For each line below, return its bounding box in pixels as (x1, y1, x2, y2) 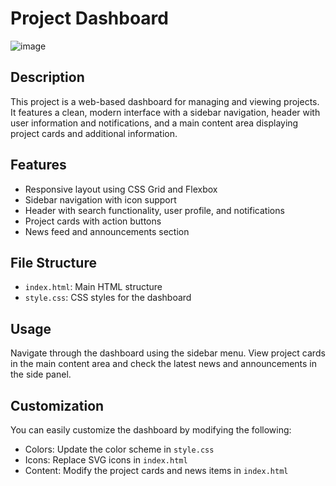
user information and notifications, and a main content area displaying (10, 117, 299, 129)
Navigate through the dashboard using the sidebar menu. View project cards (10, 347, 326, 359)
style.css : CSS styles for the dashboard (24, 292, 192, 304)
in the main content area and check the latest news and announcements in (10, 358, 318, 370)
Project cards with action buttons (24, 215, 162, 227)
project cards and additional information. (10, 127, 178, 139)
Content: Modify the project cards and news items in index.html (24, 465, 289, 476)
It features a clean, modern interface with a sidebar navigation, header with (10, 106, 321, 118)
